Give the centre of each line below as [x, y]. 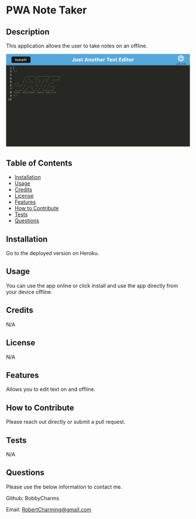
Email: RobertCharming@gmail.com [49, 509]
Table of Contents [39, 163]
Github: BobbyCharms [33, 498]
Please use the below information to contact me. [64, 487]
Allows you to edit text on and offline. [51, 389]
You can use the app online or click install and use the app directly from [92, 286]
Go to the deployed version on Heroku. [52, 253]
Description [28, 32]
